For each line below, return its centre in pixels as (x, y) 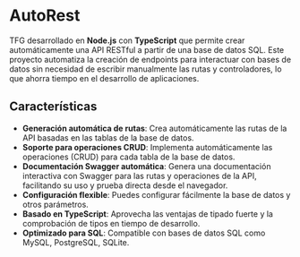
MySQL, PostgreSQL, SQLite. (76, 242)
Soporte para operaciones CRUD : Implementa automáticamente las (147, 147)
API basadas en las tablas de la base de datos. (108, 137)
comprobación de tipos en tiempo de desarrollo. (111, 223)
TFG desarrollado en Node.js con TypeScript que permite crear (127, 40)
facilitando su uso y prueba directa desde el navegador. (125, 185)
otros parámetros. (56, 204)
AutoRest (45, 16)
